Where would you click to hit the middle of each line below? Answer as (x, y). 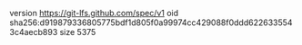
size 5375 (78, 32)
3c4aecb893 (34, 32)
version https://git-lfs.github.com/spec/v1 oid (94, 13)
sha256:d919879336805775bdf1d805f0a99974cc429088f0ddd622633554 (151, 22)
